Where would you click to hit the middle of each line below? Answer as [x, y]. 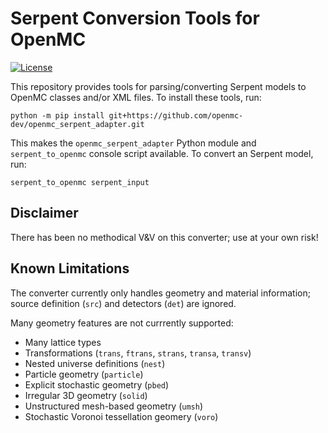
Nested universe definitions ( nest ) [95, 363]
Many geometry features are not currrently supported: [122, 323]
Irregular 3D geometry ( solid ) [86, 395]
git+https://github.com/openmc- [176, 115]
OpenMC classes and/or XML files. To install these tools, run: [136, 97]
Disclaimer [44, 213]
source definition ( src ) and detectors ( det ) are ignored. [123, 303]
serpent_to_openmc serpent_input [80, 182]
